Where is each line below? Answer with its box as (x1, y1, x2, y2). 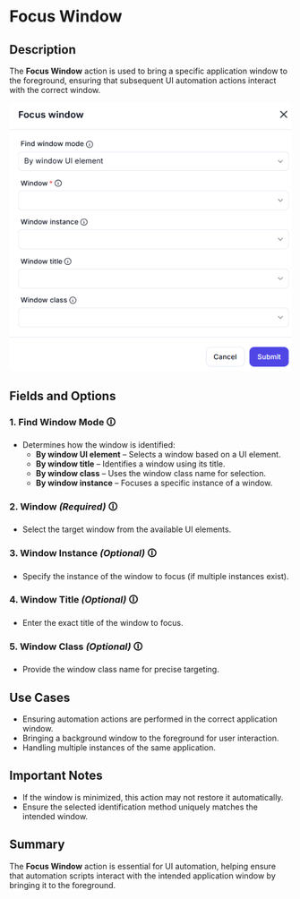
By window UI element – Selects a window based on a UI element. (35, 449, 281, 459)
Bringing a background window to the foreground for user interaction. (21, 732, 279, 743)
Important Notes (9, 768, 103, 783)
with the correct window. (9, 85, 101, 95)
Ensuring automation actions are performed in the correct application (21, 714, 278, 724)
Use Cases (9, 689, 71, 705)
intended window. (21, 810, 88, 821)
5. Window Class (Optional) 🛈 (9, 640, 143, 653)
